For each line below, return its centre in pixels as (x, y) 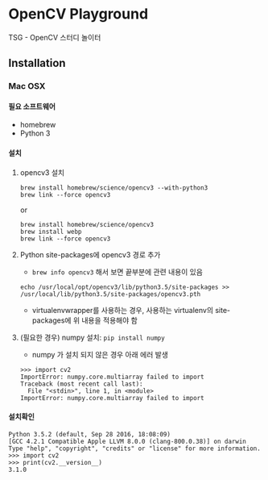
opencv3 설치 (42, 172)
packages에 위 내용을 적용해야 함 (85, 320)
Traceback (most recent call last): (81, 384)
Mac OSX (27, 86)
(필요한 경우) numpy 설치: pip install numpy (92, 337)
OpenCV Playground (78, 14)
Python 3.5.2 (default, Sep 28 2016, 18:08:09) (90, 434)
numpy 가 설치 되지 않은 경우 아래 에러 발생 (100, 354)
